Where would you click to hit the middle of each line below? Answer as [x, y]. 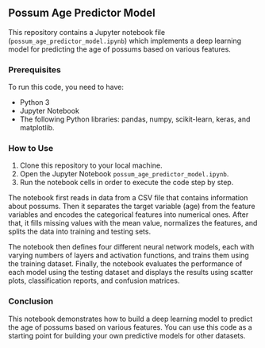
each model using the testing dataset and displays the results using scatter [131, 273]
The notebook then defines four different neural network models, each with [131, 247]
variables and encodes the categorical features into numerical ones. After [129, 215]
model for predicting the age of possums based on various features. [120, 49]
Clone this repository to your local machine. [91, 165]
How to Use [31, 149]
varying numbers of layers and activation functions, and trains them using [129, 255]
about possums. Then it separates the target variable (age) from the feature [132, 207]
